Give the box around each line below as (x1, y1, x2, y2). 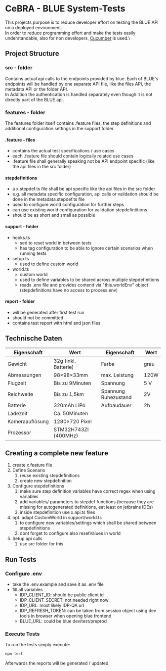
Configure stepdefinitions (12, 483, 64, 489)
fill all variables (12, 587, 43, 593)
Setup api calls (12, 535, 43, 542)
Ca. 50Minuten (53, 410, 88, 417)
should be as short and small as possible (12, 212, 95, 218)
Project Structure (5, 49, 59, 58)
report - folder (5, 298, 35, 304)
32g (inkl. (53, 357, 76, 364)
